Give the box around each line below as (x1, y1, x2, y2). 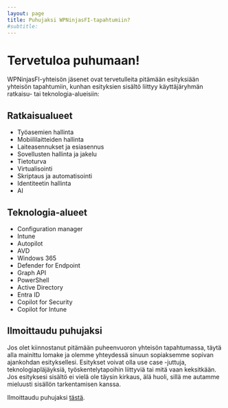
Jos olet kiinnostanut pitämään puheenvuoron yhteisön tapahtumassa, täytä (7, 343, 222, 352)
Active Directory (16, 283, 64, 291)
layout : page (7, 10, 45, 17)
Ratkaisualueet (7, 109, 73, 121)
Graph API (16, 268, 47, 277)
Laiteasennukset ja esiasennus (16, 142, 104, 151)
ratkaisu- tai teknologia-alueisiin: (7, 90, 100, 98)
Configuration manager (16, 224, 84, 233)
